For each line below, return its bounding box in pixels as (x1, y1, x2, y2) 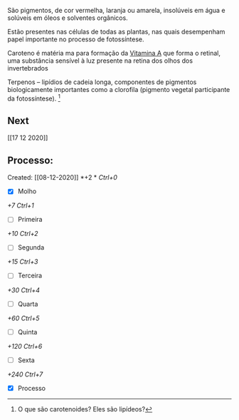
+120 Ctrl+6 (7, 342, 43, 350)
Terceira (17, 271, 43, 280)
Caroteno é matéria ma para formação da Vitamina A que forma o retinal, (7, 49, 221, 57)
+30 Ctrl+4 (7, 285, 41, 294)
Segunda (17, 243, 45, 252)
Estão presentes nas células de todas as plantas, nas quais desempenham (7, 28, 225, 36)
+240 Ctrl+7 (7, 370, 43, 379)
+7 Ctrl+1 (7, 201, 34, 210)
